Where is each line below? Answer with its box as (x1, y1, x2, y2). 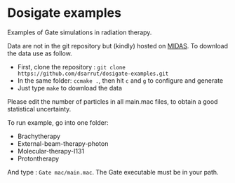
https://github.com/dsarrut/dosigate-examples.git (17, 70, 169, 77)
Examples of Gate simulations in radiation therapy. (7, 28, 152, 36)
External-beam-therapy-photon (17, 139, 109, 148)
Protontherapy (17, 154, 60, 163)
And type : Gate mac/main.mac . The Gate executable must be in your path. (7, 168, 219, 176)
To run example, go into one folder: (7, 118, 109, 127)
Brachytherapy (17, 132, 61, 140)
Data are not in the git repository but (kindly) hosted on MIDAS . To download (7, 41, 229, 50)
